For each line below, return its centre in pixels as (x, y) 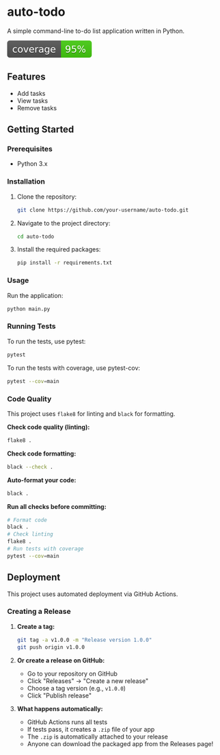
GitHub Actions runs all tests (67, 722)
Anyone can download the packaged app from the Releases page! (120, 743)
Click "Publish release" (59, 695)
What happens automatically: (60, 708)
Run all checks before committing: (57, 506)
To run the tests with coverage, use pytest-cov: (74, 368)
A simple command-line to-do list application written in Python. (96, 31)
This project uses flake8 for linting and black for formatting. (91, 413)
